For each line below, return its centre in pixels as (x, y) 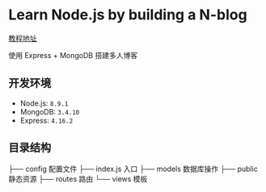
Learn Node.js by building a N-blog (128, 15)
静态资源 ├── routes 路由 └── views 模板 (78, 178)
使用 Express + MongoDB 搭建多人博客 (73, 55)
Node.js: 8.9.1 (44, 103)
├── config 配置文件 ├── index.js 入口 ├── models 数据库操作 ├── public (133, 169)
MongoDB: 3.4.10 (50, 111)
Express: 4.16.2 (46, 120)
